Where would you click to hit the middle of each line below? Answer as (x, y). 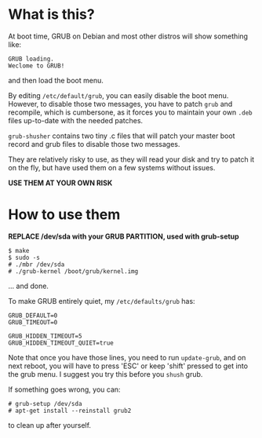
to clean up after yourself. (50, 425)
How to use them (64, 215)
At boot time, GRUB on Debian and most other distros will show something (128, 36)
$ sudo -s (24, 257)
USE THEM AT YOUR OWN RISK (60, 183)
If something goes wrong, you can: (64, 389)
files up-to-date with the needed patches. (76, 120)
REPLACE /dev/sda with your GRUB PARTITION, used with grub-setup (124, 236)
